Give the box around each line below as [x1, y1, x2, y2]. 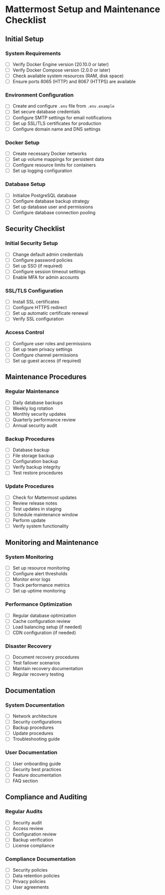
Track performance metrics [12, 582, 70, 588]
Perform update [12, 517, 46, 523]
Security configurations [12, 719, 62, 725]
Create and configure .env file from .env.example [12, 103, 115, 109]
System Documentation [5, 702, 65, 709]
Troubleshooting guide [12, 736, 60, 742]
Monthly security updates [12, 411, 66, 417]
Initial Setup [5, 35, 44, 43]
